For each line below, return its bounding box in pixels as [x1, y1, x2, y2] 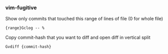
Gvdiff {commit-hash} [5, 44, 52, 49]
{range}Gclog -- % [5, 25, 45, 31]
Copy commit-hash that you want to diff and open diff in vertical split [5, 35, 151, 41]
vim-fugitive [5, 4, 37, 11]
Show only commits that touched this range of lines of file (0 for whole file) [5, 16, 163, 22]
